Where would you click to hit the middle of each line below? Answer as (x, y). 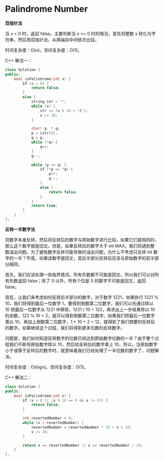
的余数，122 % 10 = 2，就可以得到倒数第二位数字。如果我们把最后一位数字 (80, 315)
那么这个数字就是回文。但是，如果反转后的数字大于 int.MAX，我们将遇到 (78, 246)
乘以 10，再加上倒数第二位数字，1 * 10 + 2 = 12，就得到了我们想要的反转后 (80, 322)
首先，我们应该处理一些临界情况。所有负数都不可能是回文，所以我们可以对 (80, 275)
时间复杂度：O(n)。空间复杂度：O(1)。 (43, 50)
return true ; (44, 206)
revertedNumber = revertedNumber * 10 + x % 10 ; (82, 427)
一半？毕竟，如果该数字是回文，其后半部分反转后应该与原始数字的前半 (84, 258)
